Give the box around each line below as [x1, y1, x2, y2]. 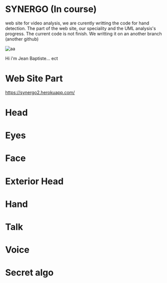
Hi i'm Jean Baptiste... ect [5, 55, 58, 61]
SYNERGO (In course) [5, 3, 97, 15]
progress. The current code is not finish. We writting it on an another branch [5, 30, 162, 36]
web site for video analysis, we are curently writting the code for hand [5, 20, 149, 26]
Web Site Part [5, 73, 63, 84]
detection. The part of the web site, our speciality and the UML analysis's [5, 25, 156, 31]
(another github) [5, 36, 39, 42]
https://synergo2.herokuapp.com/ [5, 89, 75, 95]
